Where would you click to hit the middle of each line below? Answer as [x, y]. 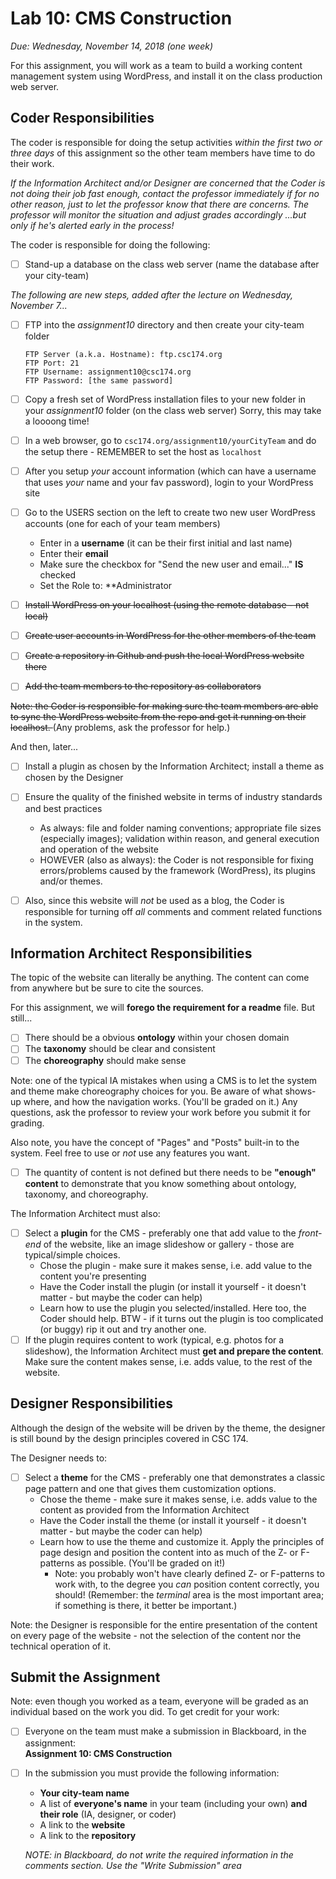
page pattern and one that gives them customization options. [150, 1488]
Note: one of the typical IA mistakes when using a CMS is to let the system [164, 1080]
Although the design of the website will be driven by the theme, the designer [168, 1428]
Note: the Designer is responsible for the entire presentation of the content [164, 1624]
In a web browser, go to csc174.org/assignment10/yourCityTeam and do [170, 440]
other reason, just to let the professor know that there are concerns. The [160, 204]
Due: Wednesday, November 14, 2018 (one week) [112, 46]
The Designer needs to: [59, 1458]
